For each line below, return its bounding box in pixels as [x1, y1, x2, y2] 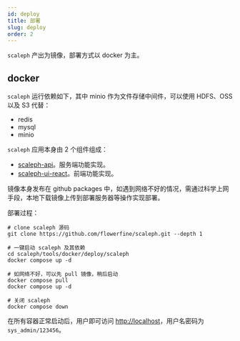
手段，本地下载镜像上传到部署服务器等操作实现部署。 [7, 194, 164, 202]
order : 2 [7, 30, 34, 38]
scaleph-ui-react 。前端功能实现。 [17, 169, 118, 178]
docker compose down [7, 303, 69, 311]
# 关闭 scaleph [7, 297, 51, 305]
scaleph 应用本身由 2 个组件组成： [7, 145, 109, 154]
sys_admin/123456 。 [7, 326, 66, 335]
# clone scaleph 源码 [7, 224, 70, 232]
